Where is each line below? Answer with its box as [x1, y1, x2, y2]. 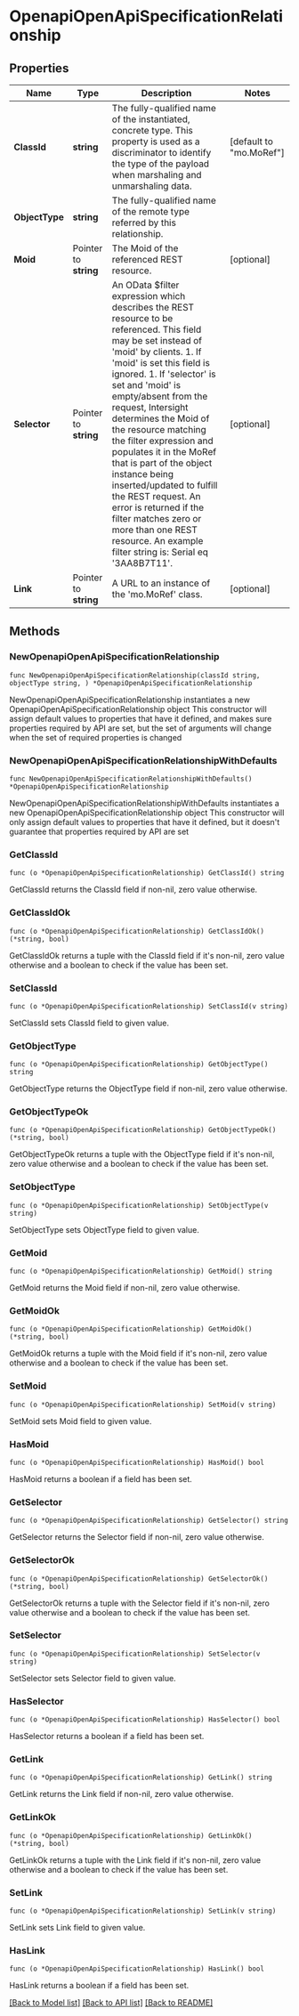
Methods [9, 624, 61, 639]
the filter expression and [111, 434, 214, 447]
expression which [111, 290, 186, 302]
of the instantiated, [111, 113, 190, 125]
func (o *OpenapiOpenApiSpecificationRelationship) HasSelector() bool [9, 1715, 280, 1724]
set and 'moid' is [111, 379, 181, 391]
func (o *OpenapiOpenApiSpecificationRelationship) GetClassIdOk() [9, 927, 265, 935]
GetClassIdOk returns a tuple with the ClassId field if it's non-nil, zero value [9, 950, 285, 960]
